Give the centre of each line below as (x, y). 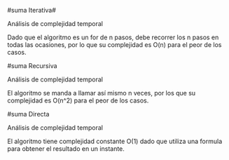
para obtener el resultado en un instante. (66, 149)
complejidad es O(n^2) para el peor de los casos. (78, 100)
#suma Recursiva (32, 66)
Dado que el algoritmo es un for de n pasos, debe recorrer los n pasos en (113, 37)
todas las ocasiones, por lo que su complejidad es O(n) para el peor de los (114, 45)
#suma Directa (28, 114)
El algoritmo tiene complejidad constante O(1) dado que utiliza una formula (115, 141)
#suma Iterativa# (32, 10)
